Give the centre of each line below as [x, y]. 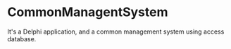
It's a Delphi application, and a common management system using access [116, 31]
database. [22, 38]
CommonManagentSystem [88, 12]
